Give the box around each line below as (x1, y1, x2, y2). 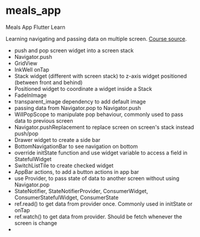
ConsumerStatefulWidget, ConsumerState (14, 194, 119, 201)
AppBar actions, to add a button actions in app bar (14, 168, 139, 175)
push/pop (14, 130, 38, 137)
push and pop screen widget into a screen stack (14, 46, 134, 54)
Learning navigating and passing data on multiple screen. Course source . (5, 35, 187, 42)
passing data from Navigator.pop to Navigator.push (14, 104, 142, 111)
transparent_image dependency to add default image (14, 97, 147, 105)
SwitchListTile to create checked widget (14, 162, 114, 169)
